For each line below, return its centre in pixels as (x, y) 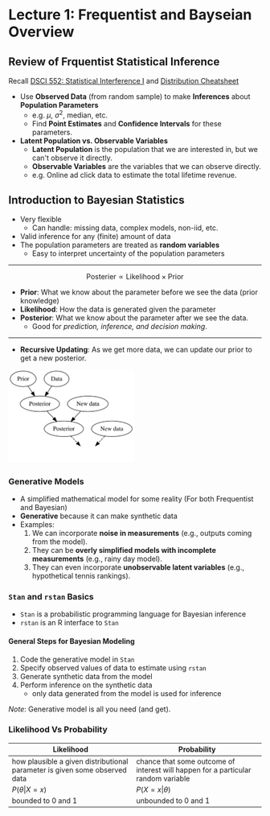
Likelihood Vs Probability (58, 730)
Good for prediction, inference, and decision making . (119, 327)
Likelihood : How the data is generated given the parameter (118, 309)
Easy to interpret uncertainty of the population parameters (128, 253)
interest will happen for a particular (194, 769)
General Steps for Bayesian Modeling (72, 641)
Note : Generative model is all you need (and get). (90, 709)
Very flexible (41, 220)
